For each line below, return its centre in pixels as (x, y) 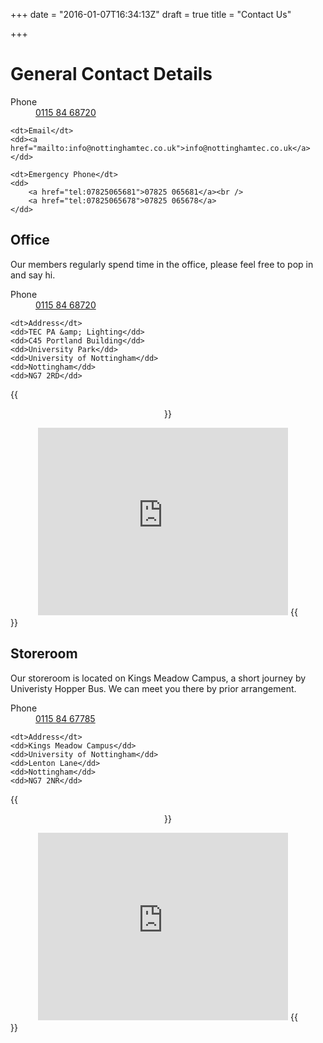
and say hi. (33, 275)
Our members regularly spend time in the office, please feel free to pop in (162, 264)
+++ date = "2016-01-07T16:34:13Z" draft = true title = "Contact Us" (151, 14)
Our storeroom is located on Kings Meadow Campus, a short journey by (158, 678)
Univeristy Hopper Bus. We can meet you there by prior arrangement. (153, 688)
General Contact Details (111, 74)
